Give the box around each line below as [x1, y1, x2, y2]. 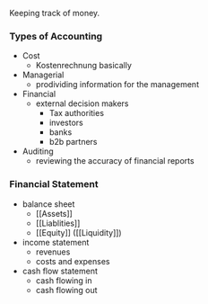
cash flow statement [22, 265, 99, 276]
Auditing [22, 146, 54, 156]
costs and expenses [35, 255, 110, 266]
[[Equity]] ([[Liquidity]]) [35, 227, 123, 237]
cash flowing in [35, 274, 92, 286]
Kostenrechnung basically [35, 60, 132, 71]
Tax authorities [48, 108, 105, 119]
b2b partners [48, 137, 98, 148]
